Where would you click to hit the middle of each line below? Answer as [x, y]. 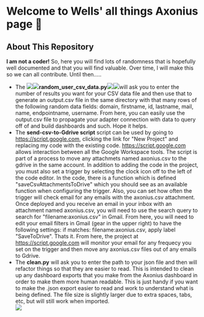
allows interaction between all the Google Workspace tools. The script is [106, 152]
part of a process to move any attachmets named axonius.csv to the [101, 158]
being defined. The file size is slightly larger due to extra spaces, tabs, [104, 295]
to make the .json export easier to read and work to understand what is [104, 288]
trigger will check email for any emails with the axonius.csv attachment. [105, 197]
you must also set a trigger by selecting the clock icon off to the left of [104, 171]
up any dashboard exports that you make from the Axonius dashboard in [106, 275]
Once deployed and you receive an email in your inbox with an [93, 204]
